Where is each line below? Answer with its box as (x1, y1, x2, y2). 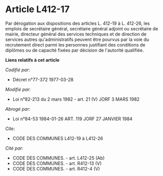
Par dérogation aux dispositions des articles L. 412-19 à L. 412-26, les (5, 20, 150, 26)
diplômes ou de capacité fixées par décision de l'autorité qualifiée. (5, 47, 144, 53)
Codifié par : (5, 67, 30, 73)
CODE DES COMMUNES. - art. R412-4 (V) (12, 165, 100, 171)
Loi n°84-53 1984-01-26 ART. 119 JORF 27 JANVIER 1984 (12, 115, 133, 122)
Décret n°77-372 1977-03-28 (12, 76, 74, 82)
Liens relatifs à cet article (5, 57, 60, 63)
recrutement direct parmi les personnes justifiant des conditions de (5, 41, 146, 48)
